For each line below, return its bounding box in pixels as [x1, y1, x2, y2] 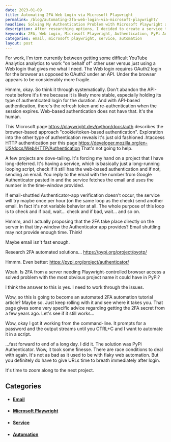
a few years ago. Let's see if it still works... [5, 310, 95, 316]
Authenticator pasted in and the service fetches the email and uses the [5, 177, 154, 183]
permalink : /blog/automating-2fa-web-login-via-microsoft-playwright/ [5, 17, 158, 22]
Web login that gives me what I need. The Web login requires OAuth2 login [5, 65, 161, 72]
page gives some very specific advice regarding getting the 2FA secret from [5, 305, 165, 311]
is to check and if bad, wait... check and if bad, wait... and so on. [5, 208, 140, 215]
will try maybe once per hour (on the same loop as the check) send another [5, 197, 164, 203]
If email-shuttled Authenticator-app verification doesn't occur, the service [5, 192, 160, 198]
